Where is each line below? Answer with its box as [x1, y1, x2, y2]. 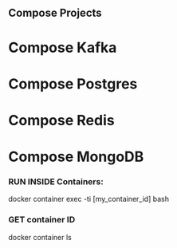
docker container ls [8, 232, 72, 242]
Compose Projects [8, 6, 102, 20]
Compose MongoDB [8, 148, 144, 166]
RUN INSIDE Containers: [8, 176, 104, 187]
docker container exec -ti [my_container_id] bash [8, 195, 170, 204]
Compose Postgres [8, 75, 138, 93]
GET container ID [8, 215, 76, 226]
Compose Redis [8, 111, 115, 129]
